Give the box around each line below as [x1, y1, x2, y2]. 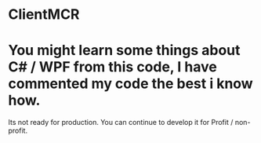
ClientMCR [8, 5, 80, 24]
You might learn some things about [8, 42, 241, 60]
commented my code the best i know [8, 75, 253, 93]
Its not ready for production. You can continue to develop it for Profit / [8, 118, 234, 127]
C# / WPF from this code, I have [8, 58, 217, 76]
